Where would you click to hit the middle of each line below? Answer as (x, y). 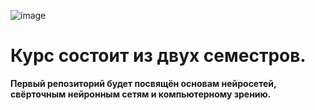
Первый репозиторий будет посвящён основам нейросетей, (143, 83)
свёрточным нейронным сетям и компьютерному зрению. (141, 94)
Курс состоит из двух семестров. (158, 56)
